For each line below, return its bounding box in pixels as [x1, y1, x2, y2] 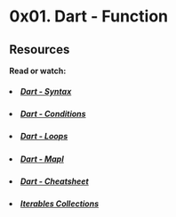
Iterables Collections [20, 198, 100, 209]
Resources [9, 42, 70, 57]
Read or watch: [9, 65, 67, 76]
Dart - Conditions [20, 108, 86, 119]
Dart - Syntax [20, 86, 72, 96]
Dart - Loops [20, 131, 68, 142]
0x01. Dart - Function [9, 6, 169, 27]
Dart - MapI [20, 154, 64, 164]
